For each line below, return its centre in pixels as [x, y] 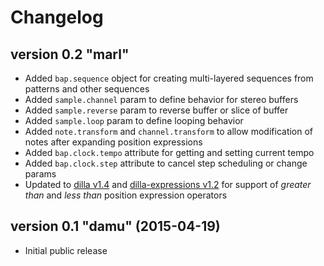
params [40, 174]
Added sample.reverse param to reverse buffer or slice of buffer [156, 110]
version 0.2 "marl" [70, 54]
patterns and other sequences [87, 89]
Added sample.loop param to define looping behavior [134, 120]
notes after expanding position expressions [113, 142]
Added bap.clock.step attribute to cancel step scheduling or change [166, 163]
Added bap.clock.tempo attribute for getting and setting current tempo [169, 152]
